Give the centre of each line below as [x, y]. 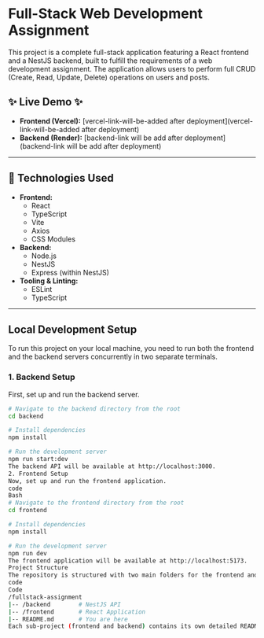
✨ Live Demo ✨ [46, 102]
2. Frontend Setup [38, 474]
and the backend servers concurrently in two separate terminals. [113, 357]
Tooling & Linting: [49, 281]
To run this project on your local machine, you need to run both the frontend [131, 349]
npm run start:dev [38, 459]
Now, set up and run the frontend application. [88, 481]
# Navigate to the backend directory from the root [94, 409]
